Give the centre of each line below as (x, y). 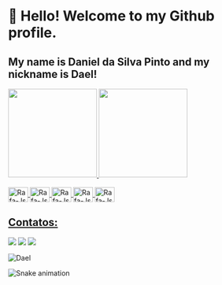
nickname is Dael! (53, 74)
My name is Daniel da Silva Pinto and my (109, 62)
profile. (33, 33)
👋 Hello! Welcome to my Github (111, 16)
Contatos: (33, 222)
